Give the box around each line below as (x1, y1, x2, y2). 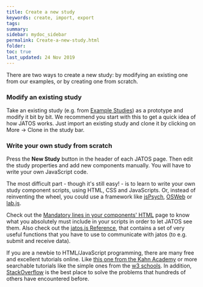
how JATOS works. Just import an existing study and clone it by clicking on (6, 120, 196, 127)
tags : (6, 20, 20, 26)
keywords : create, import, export (6, 15, 95, 21)
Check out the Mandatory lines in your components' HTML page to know (6, 211, 190, 219)
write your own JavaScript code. (6, 169, 89, 176)
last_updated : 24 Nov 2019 (6, 54, 75, 60)
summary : (6, 26, 29, 32)
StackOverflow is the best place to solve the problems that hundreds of (6, 269, 186, 276)
